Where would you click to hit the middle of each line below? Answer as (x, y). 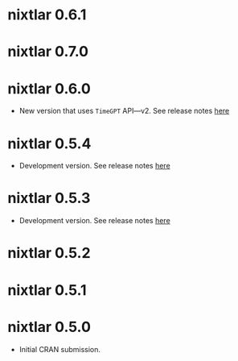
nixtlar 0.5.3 (49, 198)
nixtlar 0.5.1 (47, 290)
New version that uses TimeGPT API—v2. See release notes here (124, 111)
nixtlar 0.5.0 (49, 327)
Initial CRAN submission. (60, 349)
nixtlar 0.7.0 (48, 52)
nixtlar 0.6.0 (49, 88)
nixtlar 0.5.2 (49, 253)
